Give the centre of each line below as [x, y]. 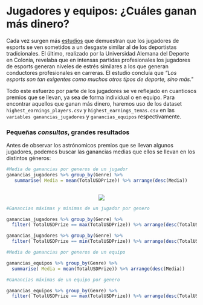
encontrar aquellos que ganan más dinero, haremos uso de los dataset [94, 103]
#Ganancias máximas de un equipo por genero [63, 280]
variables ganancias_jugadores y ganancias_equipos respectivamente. [94, 117]
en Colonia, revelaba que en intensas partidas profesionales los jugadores [98, 60]
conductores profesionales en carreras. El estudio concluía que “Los [92, 72]
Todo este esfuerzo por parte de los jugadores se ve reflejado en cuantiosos [101, 91]
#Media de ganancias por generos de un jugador [67, 169]
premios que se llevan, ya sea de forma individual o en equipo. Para [91, 97]
